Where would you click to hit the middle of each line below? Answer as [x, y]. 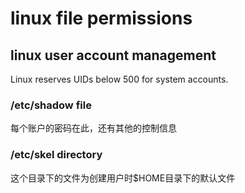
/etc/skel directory [56, 155]
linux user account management [113, 55]
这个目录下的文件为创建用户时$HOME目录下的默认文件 [123, 178]
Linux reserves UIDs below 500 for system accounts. [119, 79]
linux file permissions [101, 18]
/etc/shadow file [51, 105]
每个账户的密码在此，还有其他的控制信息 [93, 128]
